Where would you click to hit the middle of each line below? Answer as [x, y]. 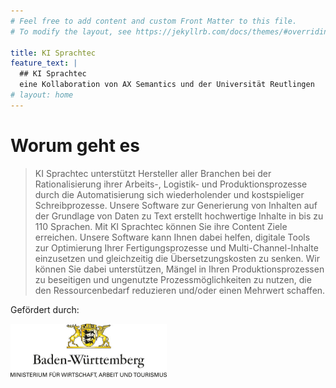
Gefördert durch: [45, 309]
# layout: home [42, 95]
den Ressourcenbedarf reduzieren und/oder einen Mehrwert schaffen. [180, 290]
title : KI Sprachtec [53, 53]
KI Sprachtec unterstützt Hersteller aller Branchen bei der [153, 173]
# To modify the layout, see [71, 31]
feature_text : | [44, 63]
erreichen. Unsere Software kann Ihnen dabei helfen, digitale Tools [172, 237]
